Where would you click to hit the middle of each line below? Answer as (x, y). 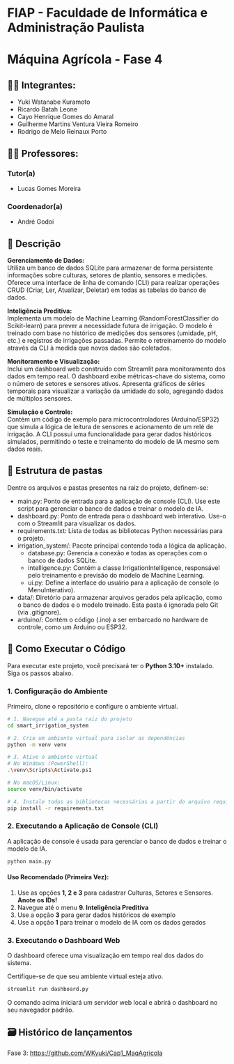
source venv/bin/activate (45, 789)
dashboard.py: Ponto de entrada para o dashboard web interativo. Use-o (122, 516)
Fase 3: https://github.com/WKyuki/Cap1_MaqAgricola (85, 1053)
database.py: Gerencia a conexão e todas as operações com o (117, 553)
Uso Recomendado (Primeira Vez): (58, 877)
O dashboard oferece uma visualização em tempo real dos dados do (106, 955)
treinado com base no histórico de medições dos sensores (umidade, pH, (112, 333)
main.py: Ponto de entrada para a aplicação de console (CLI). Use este (119, 501)
